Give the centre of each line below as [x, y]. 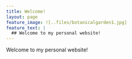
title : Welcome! [26, 11]
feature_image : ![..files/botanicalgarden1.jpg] [67, 22]
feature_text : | [26, 28]
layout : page [22, 17]
